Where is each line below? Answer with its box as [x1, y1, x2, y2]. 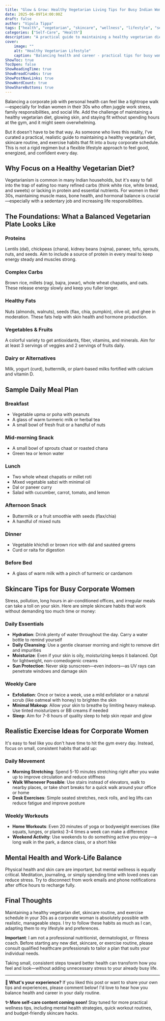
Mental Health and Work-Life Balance [5, 853, 122, 862]
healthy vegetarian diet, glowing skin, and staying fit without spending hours [5, 114, 160, 120]
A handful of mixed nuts [12, 518, 61, 524]
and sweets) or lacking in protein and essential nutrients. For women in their [5, 187, 159, 193]
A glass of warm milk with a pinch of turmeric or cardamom [12, 570, 133, 576]
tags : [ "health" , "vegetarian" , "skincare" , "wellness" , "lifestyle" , [5, 26, 153, 31]
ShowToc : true [5, 58, 34, 62]
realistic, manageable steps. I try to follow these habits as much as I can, [5, 920, 152, 926]
